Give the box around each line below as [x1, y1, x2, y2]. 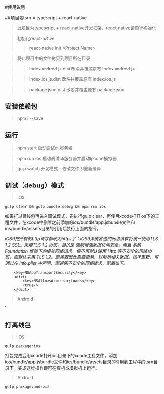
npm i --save [17, 116, 43, 121]
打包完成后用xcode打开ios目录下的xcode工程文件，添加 [5, 353, 117, 359]
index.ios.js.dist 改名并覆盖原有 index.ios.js [29, 76, 116, 82]
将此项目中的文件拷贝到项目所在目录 [17, 55, 91, 61]
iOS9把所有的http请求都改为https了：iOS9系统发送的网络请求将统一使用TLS [5, 236, 158, 242]
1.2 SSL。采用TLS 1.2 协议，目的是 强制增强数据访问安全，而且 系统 [5, 242, 141, 248]
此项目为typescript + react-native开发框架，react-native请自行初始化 [17, 25, 157, 31]
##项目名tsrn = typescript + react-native [5, 15, 87, 21]
